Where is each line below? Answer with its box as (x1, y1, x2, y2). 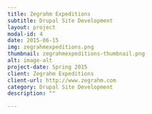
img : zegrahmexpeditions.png (7, 43, 94, 51)
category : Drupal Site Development (7, 83, 113, 90)
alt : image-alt (7, 57, 53, 64)
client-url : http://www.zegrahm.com (7, 76, 116, 84)
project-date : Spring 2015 (7, 63, 88, 71)
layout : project (7, 24, 56, 31)
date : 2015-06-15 (7, 37, 59, 44)
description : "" (7, 90, 56, 97)
